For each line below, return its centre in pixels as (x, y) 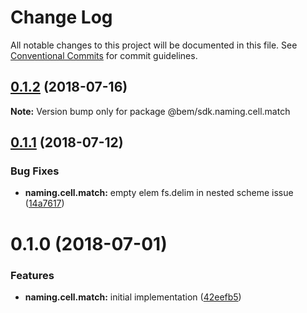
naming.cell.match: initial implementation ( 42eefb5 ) (133, 297)
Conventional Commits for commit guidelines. (104, 55)
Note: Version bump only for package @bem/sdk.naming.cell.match (150, 111)
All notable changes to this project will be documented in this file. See (154, 45)
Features (32, 275)
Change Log (61, 17)
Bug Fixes (35, 171)
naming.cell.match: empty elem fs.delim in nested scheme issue (159, 193)
